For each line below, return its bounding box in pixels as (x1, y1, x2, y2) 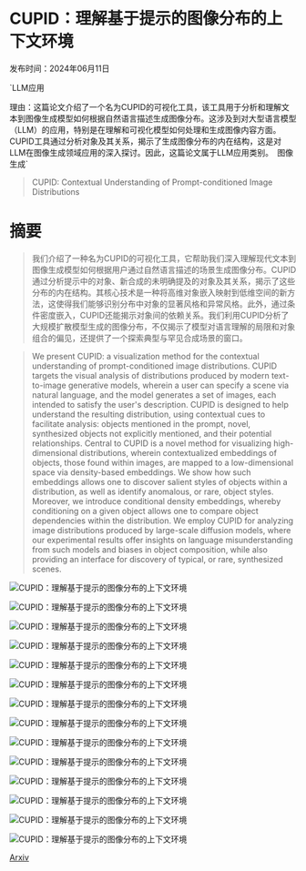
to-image (31, 380, 66, 390)
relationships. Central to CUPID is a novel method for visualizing (31, 438, 271, 449)
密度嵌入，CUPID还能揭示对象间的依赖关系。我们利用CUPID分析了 (39, 309, 290, 320)
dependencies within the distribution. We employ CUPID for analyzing (31, 515, 294, 526)
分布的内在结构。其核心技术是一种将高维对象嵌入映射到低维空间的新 (31, 287, 288, 298)
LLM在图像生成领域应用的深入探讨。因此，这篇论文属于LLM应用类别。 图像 (9, 147, 294, 157)
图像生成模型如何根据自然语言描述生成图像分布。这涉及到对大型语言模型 (25, 113, 297, 124)
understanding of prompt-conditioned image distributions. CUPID (31, 360, 278, 371)
